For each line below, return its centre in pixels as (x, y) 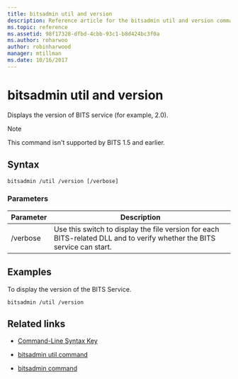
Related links (36, 324)
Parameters (28, 199)
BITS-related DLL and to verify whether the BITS (135, 238)
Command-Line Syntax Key (57, 341)
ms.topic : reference (38, 27)
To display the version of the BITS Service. (69, 289)
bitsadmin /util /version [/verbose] (63, 181)
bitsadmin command (47, 368)
